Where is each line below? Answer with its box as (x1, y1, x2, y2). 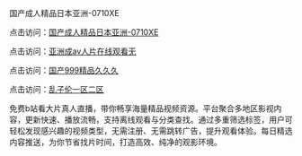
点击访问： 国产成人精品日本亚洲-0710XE (9, 27, 159, 38)
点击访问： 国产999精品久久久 (9, 65, 120, 75)
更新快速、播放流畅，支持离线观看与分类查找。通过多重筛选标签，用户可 (24, 115, 293, 125)
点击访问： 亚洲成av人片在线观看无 (9, 46, 137, 56)
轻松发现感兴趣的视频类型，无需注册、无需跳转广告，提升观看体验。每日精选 (9, 126, 293, 136)
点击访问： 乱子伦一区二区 (9, 84, 104, 94)
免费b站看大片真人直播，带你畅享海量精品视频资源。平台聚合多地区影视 (9, 103, 274, 114)
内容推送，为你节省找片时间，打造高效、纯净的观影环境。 (9, 137, 222, 147)
